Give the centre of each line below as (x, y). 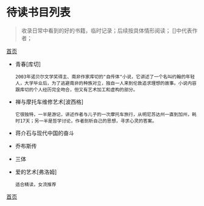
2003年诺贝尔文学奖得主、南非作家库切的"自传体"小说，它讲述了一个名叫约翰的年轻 (105, 77)
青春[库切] (28, 64)
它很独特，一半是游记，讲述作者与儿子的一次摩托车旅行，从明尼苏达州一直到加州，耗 (106, 114)
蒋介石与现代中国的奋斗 (44, 133)
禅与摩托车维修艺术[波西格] (49, 102)
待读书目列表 (39, 12)
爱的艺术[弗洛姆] (36, 172)
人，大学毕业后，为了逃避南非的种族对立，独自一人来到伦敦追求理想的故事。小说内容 (106, 83)
